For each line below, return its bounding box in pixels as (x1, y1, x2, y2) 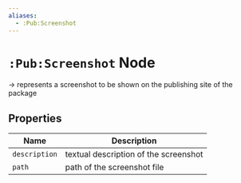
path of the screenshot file (65, 161, 164, 173)
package (8, 89, 38, 98)
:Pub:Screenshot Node (8, 54, 156, 72)
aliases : (8, 11, 38, 20)
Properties (8, 111, 62, 125)
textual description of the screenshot (65, 149, 203, 160)
